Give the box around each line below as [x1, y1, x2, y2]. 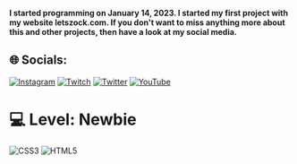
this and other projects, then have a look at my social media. [9, 27, 237, 37]
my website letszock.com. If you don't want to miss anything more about [9, 17, 285, 28]
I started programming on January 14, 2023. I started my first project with [9, 8, 289, 18]
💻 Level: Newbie [9, 109, 137, 129]
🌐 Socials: [9, 53, 68, 68]
